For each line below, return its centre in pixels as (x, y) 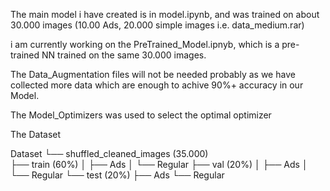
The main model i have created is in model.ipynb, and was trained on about (165, 14)
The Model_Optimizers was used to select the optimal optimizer (141, 115)
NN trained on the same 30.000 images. (124, 55)
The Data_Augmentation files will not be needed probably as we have (153, 74)
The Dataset (36, 134)
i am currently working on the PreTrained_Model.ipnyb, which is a (145, 44)
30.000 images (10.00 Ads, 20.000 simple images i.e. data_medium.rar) (157, 25)
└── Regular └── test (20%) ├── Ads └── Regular (117, 175)
